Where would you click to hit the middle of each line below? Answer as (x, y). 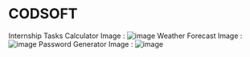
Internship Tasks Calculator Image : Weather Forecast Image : (125, 36)
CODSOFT (43, 14)
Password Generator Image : (86, 44)
